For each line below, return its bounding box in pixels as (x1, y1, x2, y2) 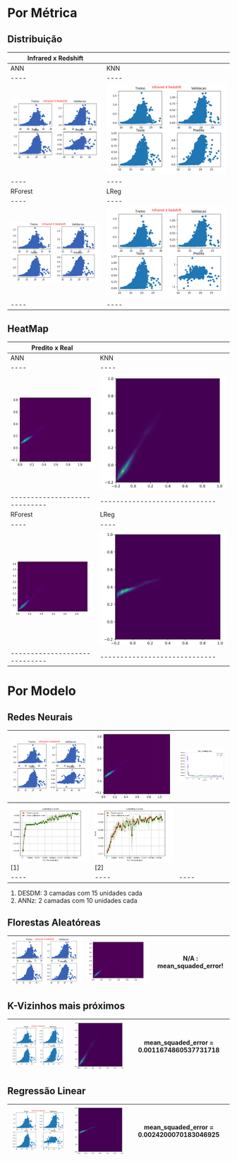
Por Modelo (7, 683, 76, 699)
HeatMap (7, 322, 49, 334)
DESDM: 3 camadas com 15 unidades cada (17, 889, 142, 897)
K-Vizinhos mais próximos (7, 1000, 126, 1012)
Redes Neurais (7, 711, 73, 723)
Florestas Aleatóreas (7, 916, 101, 928)
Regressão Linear (7, 1085, 86, 1097)
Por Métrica (7, 5, 78, 21)
